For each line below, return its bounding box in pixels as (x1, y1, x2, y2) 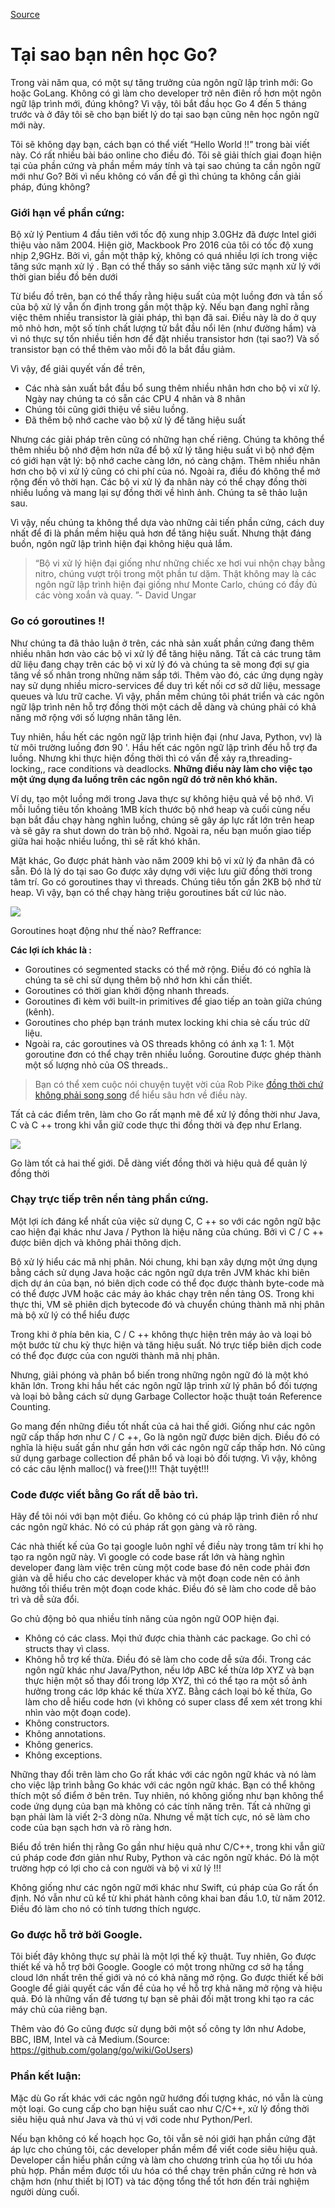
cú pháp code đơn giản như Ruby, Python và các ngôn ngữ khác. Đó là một (10, 1852, 320, 1864)
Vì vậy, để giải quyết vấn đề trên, (10, 363, 146, 375)
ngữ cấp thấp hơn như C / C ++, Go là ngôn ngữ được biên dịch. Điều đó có (10, 1430, 320, 1443)
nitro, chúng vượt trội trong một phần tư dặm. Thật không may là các (34, 568, 317, 580)
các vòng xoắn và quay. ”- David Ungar (34, 589, 197, 601)
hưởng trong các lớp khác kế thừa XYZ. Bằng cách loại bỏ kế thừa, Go (24, 1685, 313, 1698)
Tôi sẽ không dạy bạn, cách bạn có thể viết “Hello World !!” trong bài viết (10, 138, 310, 150)
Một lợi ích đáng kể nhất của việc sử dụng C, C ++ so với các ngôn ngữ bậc (10, 1215, 322, 1227)
